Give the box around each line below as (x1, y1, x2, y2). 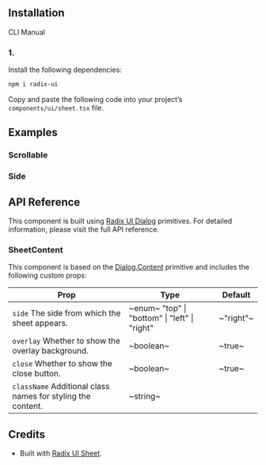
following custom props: (8, 270, 87, 280)
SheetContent (8, 244, 63, 255)
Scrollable (8, 149, 48, 161)
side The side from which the (12, 308, 121, 319)
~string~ (128, 391, 161, 402)
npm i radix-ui (8, 81, 59, 89)
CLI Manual (8, 27, 46, 36)
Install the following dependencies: (8, 65, 123, 74)
